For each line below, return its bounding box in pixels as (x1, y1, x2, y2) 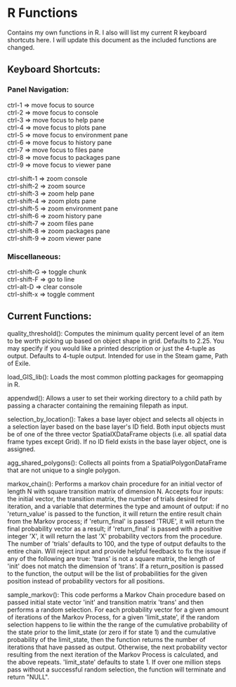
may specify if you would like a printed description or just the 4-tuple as (7, 343, 216, 353)
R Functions (7, 5, 78, 21)
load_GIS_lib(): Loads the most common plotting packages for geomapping (7, 372, 223, 381)
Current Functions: (7, 310, 92, 322)
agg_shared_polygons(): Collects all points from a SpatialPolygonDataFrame (7, 458, 227, 467)
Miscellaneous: (7, 251, 61, 261)
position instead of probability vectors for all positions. (7, 576, 165, 585)
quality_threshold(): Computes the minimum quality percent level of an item (7, 329, 225, 337)
